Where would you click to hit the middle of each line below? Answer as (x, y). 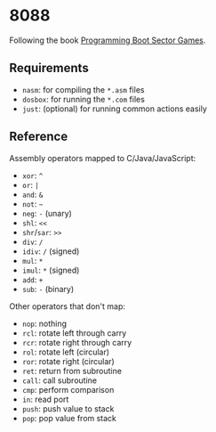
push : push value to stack (68, 408)
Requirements (49, 68)
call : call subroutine (60, 380)
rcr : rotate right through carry (77, 342)
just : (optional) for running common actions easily (114, 109)
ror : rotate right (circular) (68, 361)
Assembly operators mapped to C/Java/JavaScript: (103, 158)
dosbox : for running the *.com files (83, 99)
